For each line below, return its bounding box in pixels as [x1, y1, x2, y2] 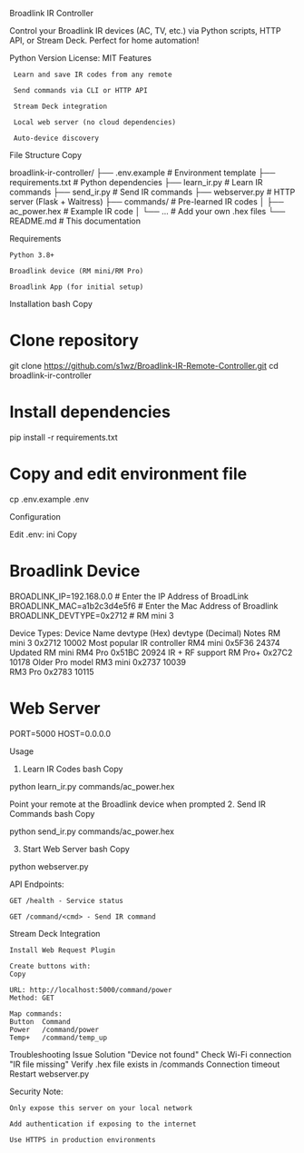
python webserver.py [9, 860, 89, 871]
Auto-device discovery [13, 134, 100, 143]
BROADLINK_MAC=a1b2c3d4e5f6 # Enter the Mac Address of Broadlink [9, 600, 279, 611]
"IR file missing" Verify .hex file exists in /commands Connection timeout [9, 1059, 280, 1069]
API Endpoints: [9, 879, 65, 890]
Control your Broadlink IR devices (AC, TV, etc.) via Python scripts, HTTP [9, 25, 281, 35]
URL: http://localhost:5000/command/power [9, 985, 172, 994]
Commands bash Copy [9, 808, 95, 819]
